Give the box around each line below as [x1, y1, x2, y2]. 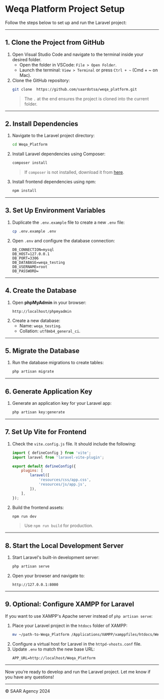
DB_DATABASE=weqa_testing [12, 260, 65, 265]
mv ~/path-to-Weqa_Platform [12, 632, 69, 637]
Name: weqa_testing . [19, 323, 62, 328]
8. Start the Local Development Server [5, 541, 124, 550]
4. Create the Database [5, 286, 77, 295]
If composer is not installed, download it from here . [24, 169, 124, 175]
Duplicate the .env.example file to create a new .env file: [12, 219, 125, 225]
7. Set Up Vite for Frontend [5, 428, 87, 436]
